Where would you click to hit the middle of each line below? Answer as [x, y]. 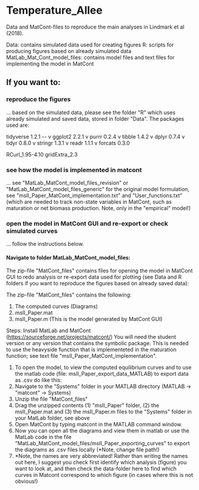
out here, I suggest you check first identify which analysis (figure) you [101, 463]
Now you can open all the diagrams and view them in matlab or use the [102, 431]
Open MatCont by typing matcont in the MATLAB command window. [99, 425]
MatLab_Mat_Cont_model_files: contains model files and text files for [90, 57]
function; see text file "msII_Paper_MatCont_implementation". [81, 356]
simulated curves [32, 231]
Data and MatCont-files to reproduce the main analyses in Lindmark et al [95, 27]
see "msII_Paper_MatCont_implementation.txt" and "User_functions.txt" [94, 195]
